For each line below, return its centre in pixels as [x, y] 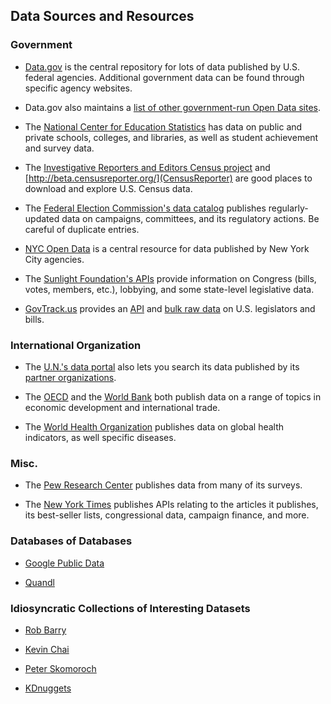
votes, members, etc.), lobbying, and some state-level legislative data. [169, 289]
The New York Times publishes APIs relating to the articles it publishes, [171, 505]
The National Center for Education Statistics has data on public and [163, 126]
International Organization [76, 345]
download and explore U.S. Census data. [108, 188]
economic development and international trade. [122, 407]
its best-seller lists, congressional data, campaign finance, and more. [167, 515]
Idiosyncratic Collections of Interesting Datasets [130, 608]
